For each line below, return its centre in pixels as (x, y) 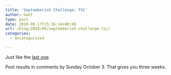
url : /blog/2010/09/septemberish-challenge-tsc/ (58, 29)
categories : (18, 33)
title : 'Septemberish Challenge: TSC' (46, 10)
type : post (17, 19)
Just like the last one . (28, 57)
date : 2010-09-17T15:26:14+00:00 (41, 24)
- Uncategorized (27, 39)
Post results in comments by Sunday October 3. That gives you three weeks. (86, 67)
